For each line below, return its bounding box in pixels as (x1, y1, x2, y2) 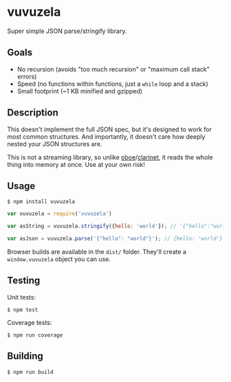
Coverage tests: (7, 318, 52, 326)
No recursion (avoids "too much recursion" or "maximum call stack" (16, 65, 210, 73)
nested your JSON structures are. (7, 139, 102, 148)
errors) (16, 72, 37, 80)
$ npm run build (7, 368, 54, 375)
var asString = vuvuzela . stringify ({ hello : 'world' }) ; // (7, 223, 177, 230)
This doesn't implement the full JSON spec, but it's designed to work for (7, 125, 212, 133)
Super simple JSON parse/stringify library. (7, 27, 127, 35)
